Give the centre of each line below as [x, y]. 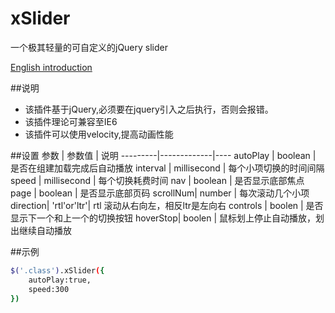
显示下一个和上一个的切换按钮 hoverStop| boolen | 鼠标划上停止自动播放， [163, 218]
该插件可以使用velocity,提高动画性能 [99, 134]
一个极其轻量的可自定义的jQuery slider [89, 47]
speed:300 [49, 289]
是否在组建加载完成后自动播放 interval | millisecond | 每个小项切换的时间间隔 [167, 168]
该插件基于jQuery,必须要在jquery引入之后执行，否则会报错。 [149, 109]
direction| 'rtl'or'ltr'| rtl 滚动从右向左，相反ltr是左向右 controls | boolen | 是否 [167, 205]
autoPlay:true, [60, 280]
